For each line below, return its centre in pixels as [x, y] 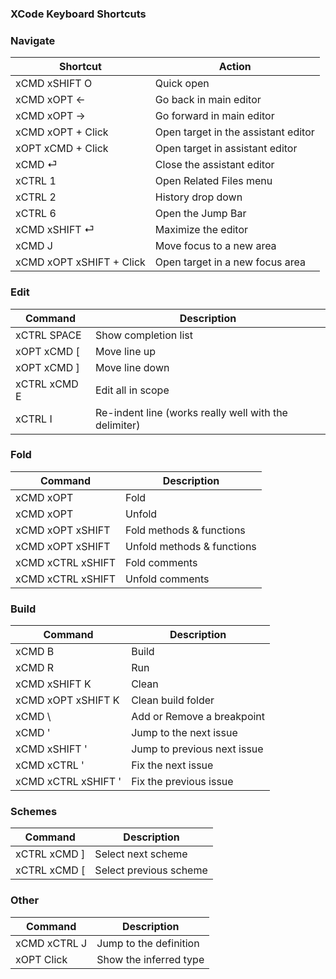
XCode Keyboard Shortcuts [78, 14]
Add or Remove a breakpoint [198, 717]
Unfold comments [167, 579]
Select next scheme [141, 854]
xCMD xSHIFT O [54, 84]
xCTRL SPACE [48, 335]
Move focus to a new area [215, 246]
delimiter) [117, 425]
